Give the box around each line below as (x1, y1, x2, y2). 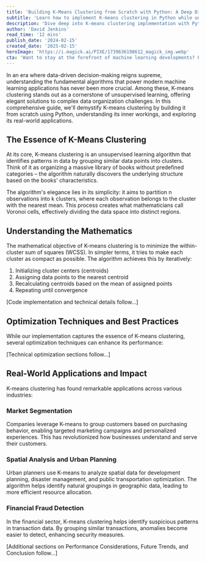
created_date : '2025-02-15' (6, 43, 78, 50)
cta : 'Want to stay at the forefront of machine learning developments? (6, 54, 195, 61)
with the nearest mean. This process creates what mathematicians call (6, 201, 184, 209)
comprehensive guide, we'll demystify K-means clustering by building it (6, 103, 186, 111)
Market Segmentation (6, 407, 73, 415)
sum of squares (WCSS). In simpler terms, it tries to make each (24, 249, 183, 256)
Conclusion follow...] (6, 549, 58, 556)
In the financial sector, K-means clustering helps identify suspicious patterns (6, 518, 199, 525)
